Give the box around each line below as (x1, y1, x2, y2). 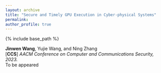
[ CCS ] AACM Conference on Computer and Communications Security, (5, 51, 154, 57)
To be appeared (5, 62, 39, 68)
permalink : (5, 17, 29, 22)
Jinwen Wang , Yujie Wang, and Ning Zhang (5, 45, 98, 52)
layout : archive (5, 7, 40, 13)
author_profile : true (5, 21, 52, 27)
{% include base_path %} (5, 36, 59, 42)
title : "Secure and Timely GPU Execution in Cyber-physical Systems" (5, 12, 157, 17)
